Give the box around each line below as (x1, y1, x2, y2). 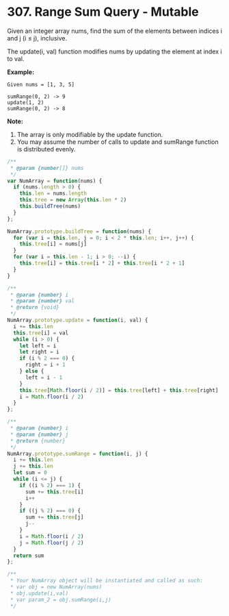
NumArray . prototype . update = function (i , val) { (7, 317, 148, 324)
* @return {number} (10, 437, 66, 444)
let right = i (19, 349, 59, 356)
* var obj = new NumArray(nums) (10, 584, 103, 591)
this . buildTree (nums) (19, 203, 81, 210)
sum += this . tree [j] (25, 514, 84, 521)
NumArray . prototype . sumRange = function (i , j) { (7, 450, 148, 457)
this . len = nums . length (19, 190, 87, 197)
